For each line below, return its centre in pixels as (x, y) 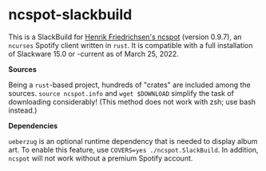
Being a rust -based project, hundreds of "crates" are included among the (129, 85)
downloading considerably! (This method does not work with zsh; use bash (132, 101)
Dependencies (33, 125)
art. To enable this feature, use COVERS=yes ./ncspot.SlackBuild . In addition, (133, 149)
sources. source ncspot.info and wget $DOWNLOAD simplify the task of (121, 93)
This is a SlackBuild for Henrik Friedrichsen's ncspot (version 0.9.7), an (125, 37)
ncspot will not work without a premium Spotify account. (101, 158)
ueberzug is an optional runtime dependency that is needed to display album (133, 141)
